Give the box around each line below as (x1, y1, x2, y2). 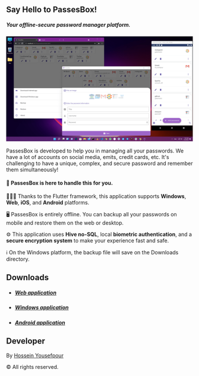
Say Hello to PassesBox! (6, 5, 97, 15)
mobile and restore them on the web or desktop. (6, 219, 124, 226)
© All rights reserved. (6, 363, 59, 370)
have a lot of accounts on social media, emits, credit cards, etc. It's (6, 153, 169, 160)
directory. (6, 255, 30, 262)
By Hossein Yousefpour (6, 352, 64, 359)
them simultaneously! (6, 166, 59, 173)
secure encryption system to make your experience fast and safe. (6, 237, 169, 244)
